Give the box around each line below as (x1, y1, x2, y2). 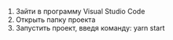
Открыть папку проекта (15, 15, 96, 24)
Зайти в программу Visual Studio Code (15, 7, 145, 16)
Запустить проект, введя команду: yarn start (15, 24, 165, 32)
